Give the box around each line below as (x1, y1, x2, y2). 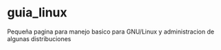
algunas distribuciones (7, 34, 71, 42)
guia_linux (7, 5, 67, 21)
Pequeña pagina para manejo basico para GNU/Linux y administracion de (7, 27, 215, 36)
